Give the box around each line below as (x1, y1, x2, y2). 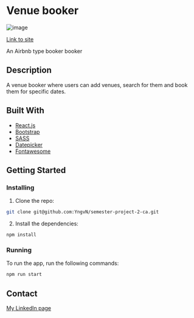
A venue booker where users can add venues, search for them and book (6, 81, 188, 88)
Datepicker (15, 141, 43, 148)
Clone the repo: (15, 197, 55, 205)
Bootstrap (15, 128, 40, 135)
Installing (6, 183, 35, 192)
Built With (6, 105, 44, 116)
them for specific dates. (6, 88, 66, 95)
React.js (15, 121, 36, 129)
